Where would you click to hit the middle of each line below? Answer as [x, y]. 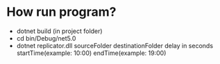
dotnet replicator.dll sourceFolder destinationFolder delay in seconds [115, 45]
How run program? [61, 12]
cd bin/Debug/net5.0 [46, 38]
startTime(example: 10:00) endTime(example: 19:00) [91, 53]
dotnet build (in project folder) [59, 31]
